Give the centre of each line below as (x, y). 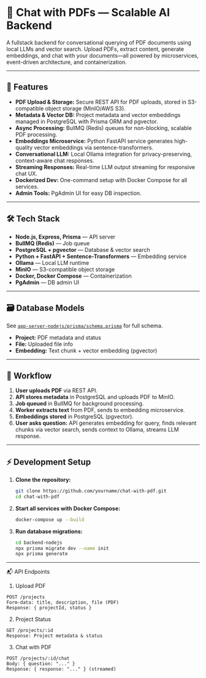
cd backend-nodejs (39, 543)
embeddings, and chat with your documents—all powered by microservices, (103, 55)
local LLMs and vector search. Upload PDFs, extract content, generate (95, 49)
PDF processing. (36, 134)
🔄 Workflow (29, 375)
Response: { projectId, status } (49, 608)
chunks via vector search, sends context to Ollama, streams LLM (97, 430)
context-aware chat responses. (55, 160)
